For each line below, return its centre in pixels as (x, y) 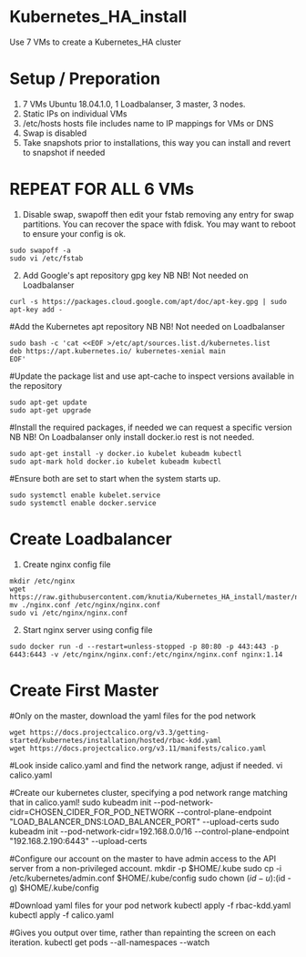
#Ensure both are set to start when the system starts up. (115, 478)
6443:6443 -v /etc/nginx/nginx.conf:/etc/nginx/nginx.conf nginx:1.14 (146, 654)
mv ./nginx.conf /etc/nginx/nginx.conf (85, 605)
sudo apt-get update (49, 402)
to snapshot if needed (64, 152)
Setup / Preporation (85, 79)
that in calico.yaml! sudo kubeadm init (81, 802)
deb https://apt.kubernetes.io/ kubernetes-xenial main (117, 351)
